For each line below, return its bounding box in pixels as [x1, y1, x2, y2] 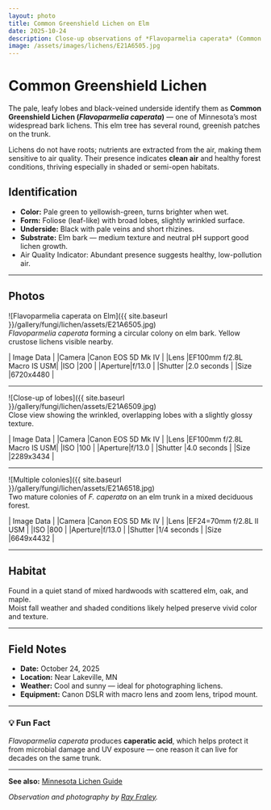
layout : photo [8, 11, 56, 20]
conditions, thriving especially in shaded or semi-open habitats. [8, 162, 219, 172]
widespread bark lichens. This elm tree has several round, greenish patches [8, 120, 261, 130]
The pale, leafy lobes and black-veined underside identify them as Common [8, 103, 262, 113]
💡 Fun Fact [8, 717, 51, 728]
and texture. [8, 611, 48, 621]
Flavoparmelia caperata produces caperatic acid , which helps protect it [8, 736, 248, 745]
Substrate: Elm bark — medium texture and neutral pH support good [19, 232, 249, 243]
